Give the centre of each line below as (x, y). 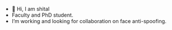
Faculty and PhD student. (42, 15)
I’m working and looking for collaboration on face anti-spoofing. (89, 21)
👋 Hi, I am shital (31, 9)
